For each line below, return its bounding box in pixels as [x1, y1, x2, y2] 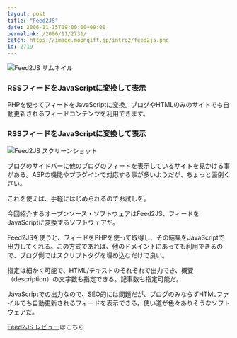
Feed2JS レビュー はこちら [7, 322, 85, 331]
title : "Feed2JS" [7, 17, 59, 24]
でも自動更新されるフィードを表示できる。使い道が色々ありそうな [19, 298, 212, 307]
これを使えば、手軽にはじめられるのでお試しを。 [7, 194, 150, 203]
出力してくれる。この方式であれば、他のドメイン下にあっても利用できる [7, 242, 217, 250]
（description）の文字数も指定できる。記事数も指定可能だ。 [7, 274, 183, 283]
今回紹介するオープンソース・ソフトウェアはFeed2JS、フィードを [7, 209, 200, 218]
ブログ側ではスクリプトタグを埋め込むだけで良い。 [19, 251, 168, 259]
